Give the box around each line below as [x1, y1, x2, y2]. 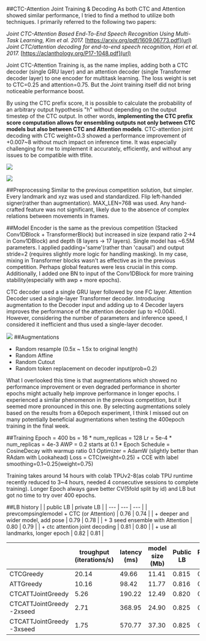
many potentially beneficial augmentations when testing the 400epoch [6, 416, 185, 423]
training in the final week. [6, 422, 71, 430]
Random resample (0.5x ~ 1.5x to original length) [15, 346, 138, 352]
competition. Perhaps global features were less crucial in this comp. [6, 264, 178, 270]
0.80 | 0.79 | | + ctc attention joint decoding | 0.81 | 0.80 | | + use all [6, 523, 177, 530]
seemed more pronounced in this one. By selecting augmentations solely [6, 403, 191, 410]
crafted [6, 206, 25, 213]
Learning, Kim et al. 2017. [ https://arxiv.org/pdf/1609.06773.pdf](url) [20, 37, 192, 44]
